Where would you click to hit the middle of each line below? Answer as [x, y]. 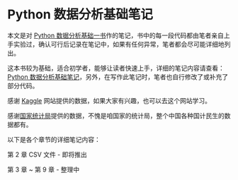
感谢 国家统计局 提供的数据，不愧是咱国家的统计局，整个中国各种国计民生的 [116, 115]
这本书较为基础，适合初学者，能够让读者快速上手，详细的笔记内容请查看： [116, 68]
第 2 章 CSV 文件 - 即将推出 [47, 154]
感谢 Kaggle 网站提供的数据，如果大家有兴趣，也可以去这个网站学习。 [109, 100]
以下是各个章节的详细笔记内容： [54, 139]
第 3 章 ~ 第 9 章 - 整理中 [44, 169]
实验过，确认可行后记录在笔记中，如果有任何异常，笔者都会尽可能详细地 [119, 44]
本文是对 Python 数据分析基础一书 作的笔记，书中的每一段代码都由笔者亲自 [116, 35]
